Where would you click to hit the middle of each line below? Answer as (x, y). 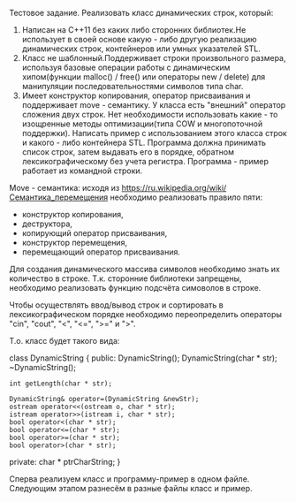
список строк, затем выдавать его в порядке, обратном (128, 152)
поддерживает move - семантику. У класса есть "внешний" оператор (154, 105)
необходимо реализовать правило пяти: (186, 197)
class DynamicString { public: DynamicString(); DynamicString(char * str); (144, 358)
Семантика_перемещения (59, 197)
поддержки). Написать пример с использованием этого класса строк (154, 133)
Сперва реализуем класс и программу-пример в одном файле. (129, 479)
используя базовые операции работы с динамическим (126, 67)
